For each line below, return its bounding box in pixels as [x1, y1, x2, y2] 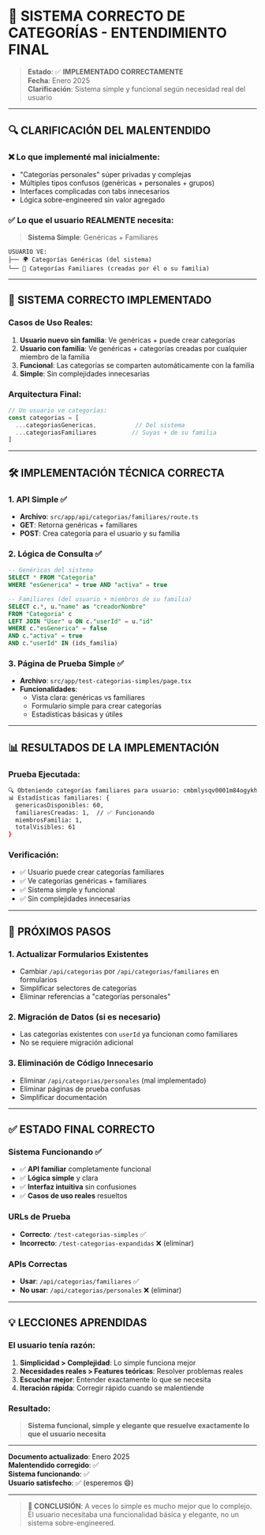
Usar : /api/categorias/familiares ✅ [19, 1276, 140, 1286]
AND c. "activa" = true [8, 632, 83, 640]
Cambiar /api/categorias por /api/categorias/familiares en [19, 966, 219, 976]
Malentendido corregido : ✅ [8, 1460, 99, 1469]
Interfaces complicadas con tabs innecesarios [19, 186, 170, 196]
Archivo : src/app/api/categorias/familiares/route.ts [19, 512, 199, 521]
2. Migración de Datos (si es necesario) [8, 1011, 161, 1023]
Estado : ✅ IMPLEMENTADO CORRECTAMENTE [27, 66, 184, 76]
